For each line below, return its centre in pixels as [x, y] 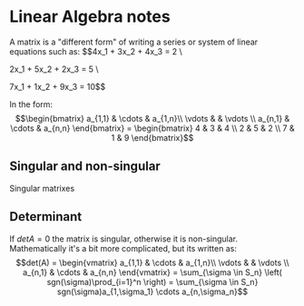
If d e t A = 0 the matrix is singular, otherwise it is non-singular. [124, 239]
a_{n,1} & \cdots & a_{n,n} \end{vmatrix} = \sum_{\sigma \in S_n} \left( [152, 272]
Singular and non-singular [85, 167]
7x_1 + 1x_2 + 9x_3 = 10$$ [58, 86]
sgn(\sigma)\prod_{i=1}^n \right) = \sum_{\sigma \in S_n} [152, 281]
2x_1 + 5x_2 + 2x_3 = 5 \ [54, 69]
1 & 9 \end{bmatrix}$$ [152, 137]
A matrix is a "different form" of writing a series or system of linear [134, 42]
